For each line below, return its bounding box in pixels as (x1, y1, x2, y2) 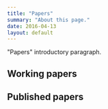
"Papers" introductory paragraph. (7, 48, 102, 56)
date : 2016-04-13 (7, 23, 57, 29)
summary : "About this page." (7, 16, 90, 23)
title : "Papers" (7, 10, 53, 17)
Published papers (7, 91, 84, 103)
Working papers (7, 68, 77, 80)
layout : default (7, 29, 53, 36)
